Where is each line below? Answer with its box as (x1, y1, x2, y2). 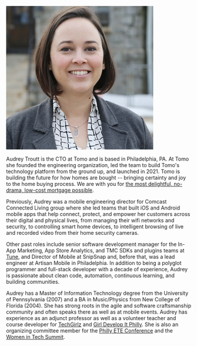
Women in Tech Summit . (6, 334, 65, 340)
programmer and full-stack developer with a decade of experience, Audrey (6, 266, 188, 272)
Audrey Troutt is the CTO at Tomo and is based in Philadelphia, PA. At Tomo (6, 155, 189, 162)
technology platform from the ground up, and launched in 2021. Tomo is (6, 168, 181, 175)
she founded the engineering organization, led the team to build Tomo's (6, 162, 180, 168)
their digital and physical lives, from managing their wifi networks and (6, 217, 175, 224)
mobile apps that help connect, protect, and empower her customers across (6, 211, 191, 217)
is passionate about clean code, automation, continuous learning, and (6, 272, 175, 279)
